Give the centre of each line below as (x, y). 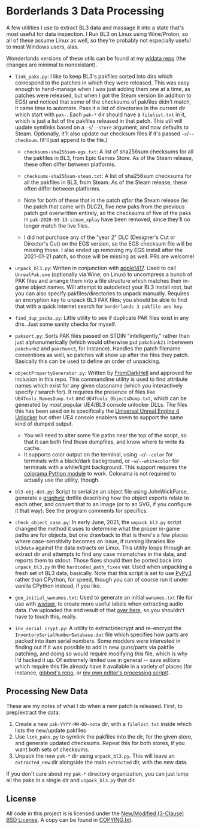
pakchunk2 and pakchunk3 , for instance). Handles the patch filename (98, 348)
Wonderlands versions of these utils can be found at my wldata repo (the (96, 58)
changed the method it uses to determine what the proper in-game (97, 528)
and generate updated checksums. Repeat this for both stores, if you (100, 743)
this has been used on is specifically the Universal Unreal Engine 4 (97, 411)
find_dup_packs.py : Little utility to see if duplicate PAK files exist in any (102, 317)
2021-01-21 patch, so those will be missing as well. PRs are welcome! (109, 256)
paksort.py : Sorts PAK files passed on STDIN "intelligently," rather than (102, 335)
